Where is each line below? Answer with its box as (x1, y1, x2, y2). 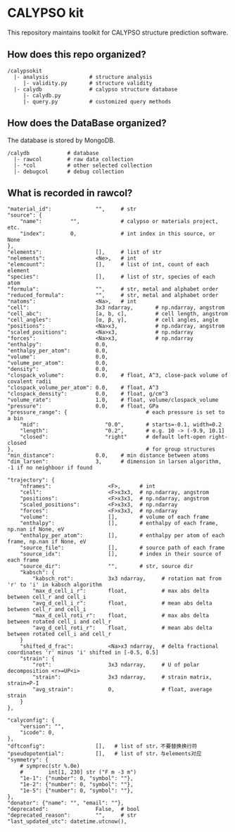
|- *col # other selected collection (13, 162, 153, 169)
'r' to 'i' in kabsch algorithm (7, 581, 102, 588)
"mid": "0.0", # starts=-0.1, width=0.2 (20, 421, 222, 429)
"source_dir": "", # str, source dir (20, 563, 193, 570)
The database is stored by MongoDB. (7, 136, 115, 144)
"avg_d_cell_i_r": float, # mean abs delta (32, 600, 212, 607)
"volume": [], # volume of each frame (20, 514, 210, 521)
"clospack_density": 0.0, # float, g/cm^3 (7, 391, 169, 398)
